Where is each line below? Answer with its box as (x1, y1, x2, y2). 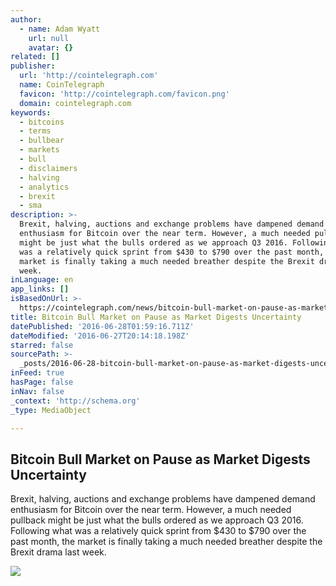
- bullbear (19, 136, 65, 146)
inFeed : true (10, 368, 65, 378)
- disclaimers (19, 163, 78, 173)
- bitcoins (19, 117, 65, 127)
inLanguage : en (10, 275, 74, 285)
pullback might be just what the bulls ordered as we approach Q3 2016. (10, 514, 304, 526)
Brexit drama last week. (10, 546, 107, 558)
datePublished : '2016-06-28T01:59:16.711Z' (10, 321, 195, 331)
